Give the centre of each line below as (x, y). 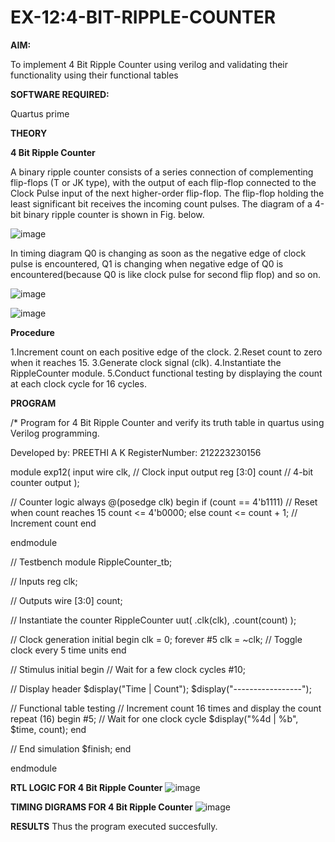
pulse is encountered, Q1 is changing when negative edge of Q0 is (147, 263)
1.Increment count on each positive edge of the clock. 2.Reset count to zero (166, 352)
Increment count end (53, 523)
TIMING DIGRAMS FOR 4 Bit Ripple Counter (101, 807)
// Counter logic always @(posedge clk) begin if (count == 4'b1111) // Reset (164, 502)
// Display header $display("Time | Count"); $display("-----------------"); (161, 688)
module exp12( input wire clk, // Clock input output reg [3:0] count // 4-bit (162, 472)
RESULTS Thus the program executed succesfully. (114, 826)
